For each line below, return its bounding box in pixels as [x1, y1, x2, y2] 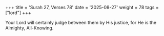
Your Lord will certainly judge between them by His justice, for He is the [5, 20, 157, 25]
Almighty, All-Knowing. [5, 25, 54, 31]
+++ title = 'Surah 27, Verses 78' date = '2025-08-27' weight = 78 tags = [5, 5, 159, 10]
